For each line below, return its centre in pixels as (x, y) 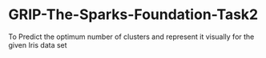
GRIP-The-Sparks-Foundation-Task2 (133, 15)
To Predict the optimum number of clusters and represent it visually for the (131, 37)
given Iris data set (38, 44)
